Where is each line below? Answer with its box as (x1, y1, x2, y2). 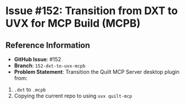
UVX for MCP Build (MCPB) (5, 17, 141, 30)
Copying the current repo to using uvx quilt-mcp (14, 93, 133, 99)
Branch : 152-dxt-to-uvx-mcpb (14, 62, 86, 69)
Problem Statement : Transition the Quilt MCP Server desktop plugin (14, 68, 180, 75)
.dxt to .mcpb (14, 86, 46, 93)
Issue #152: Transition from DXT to (5, 4, 178, 18)
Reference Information (5, 40, 91, 50)
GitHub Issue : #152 (14, 56, 61, 63)
